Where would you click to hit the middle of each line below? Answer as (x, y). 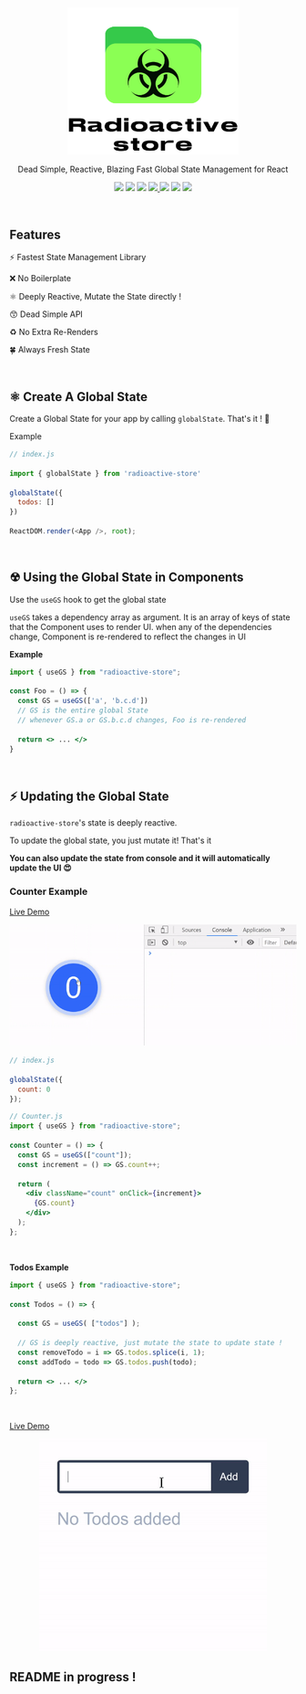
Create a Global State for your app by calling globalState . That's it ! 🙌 (140, 419)
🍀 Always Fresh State (50, 350)
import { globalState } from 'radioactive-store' (106, 473)
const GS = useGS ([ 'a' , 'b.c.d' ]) (83, 701)
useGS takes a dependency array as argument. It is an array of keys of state (150, 617)
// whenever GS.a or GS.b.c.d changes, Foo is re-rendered (132, 721)
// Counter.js (36, 1117)
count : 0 (34, 1089)
